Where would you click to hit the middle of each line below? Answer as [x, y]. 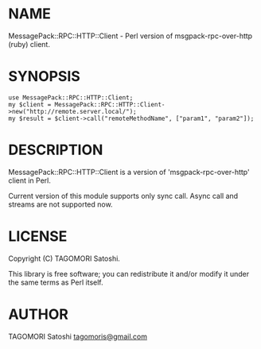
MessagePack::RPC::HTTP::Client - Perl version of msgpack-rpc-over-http [130, 36]
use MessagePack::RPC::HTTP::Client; [71, 97]
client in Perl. [30, 180]
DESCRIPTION [56, 150]
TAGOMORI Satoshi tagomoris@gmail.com [78, 336]
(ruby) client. [29, 44]
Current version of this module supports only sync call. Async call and [123, 196]
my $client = [30, 104]
